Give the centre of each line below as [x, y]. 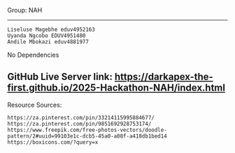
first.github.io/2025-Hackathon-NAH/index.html [116, 88]
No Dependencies [33, 55]
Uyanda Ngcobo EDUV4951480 [47, 36]
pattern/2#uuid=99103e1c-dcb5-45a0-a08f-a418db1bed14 [87, 136]
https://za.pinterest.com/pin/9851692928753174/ [79, 124]
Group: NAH [25, 10]
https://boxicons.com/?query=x [53, 142]
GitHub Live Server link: [60, 77]
